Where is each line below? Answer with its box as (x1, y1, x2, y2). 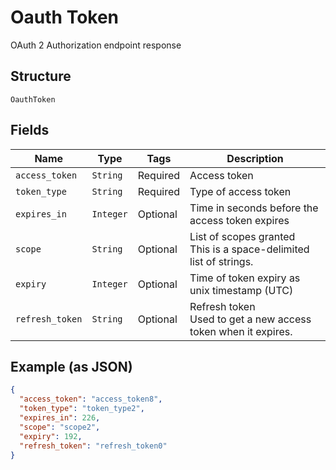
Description (226, 151, 284, 165)
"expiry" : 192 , (19, 431, 83, 441)
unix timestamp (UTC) (189, 283, 294, 297)
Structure (10, 68, 72, 85)
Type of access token (189, 184, 292, 198)
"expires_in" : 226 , (19, 413, 101, 423)
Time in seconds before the (189, 201, 319, 215)
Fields (10, 122, 50, 139)
